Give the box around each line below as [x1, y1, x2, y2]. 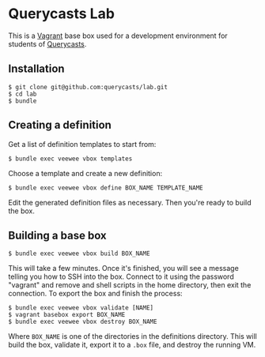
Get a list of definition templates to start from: [8, 139, 157, 148]
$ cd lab [8, 90, 37, 98]
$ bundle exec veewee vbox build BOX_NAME [8, 250, 150, 257]
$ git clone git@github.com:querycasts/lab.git [8, 83, 168, 91]
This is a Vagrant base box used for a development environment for [8, 31, 228, 40]
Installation [8, 62, 65, 76]
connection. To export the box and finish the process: [8, 289, 184, 299]
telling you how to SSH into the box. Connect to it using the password [8, 272, 235, 281]
